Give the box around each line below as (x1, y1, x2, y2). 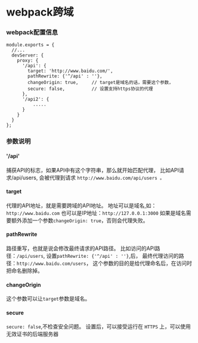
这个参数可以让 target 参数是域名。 (6, 295, 91, 303)
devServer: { (11, 52, 44, 58)
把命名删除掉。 (6, 267, 43, 275)
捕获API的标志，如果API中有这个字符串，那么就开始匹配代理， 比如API (6, 166, 180, 173)
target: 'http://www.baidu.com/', (27, 68, 113, 74)
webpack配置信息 (6, 28, 58, 36)
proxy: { (17, 58, 39, 64)
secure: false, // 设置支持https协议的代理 (27, 86, 153, 92)
